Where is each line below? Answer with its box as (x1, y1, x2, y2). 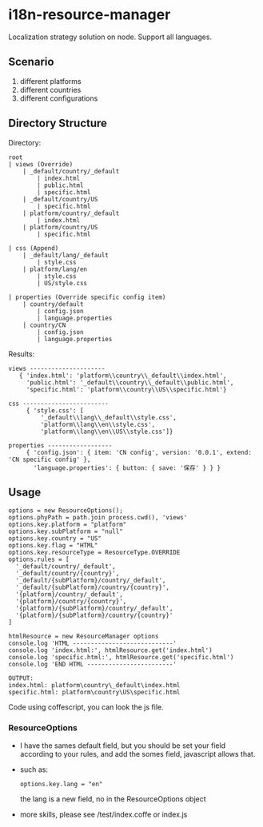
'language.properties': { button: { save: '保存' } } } (33, 463, 221, 472)
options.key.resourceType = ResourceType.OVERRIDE (8, 549, 181, 557)
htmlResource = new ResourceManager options (8, 633, 159, 641)
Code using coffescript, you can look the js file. (8, 702, 164, 712)
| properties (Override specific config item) (8, 293, 166, 301)
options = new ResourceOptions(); (8, 507, 124, 515)
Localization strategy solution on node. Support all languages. (8, 32, 213, 42)
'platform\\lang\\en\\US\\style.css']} (40, 427, 173, 435)
